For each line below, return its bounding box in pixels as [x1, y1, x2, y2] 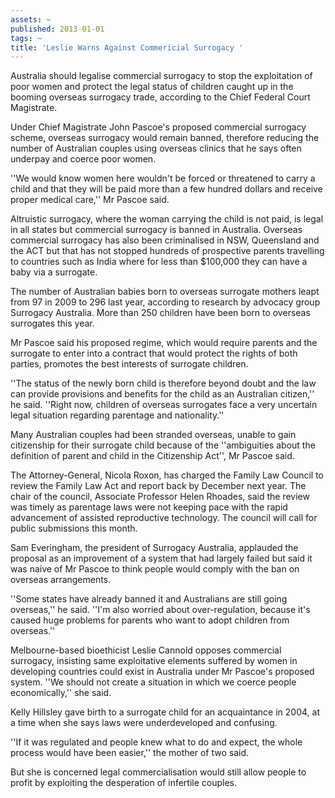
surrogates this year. [10, 317, 95, 330]
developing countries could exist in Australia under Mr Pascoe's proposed [10, 666, 315, 678]
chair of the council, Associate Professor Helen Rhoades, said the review [10, 491, 310, 503]
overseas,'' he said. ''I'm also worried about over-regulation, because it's [10, 604, 311, 616]
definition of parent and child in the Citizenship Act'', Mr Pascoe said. [10, 450, 295, 462]
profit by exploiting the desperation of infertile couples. [10, 777, 238, 789]
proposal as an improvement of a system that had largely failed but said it [10, 552, 313, 565]
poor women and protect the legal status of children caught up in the [10, 81, 294, 93]
